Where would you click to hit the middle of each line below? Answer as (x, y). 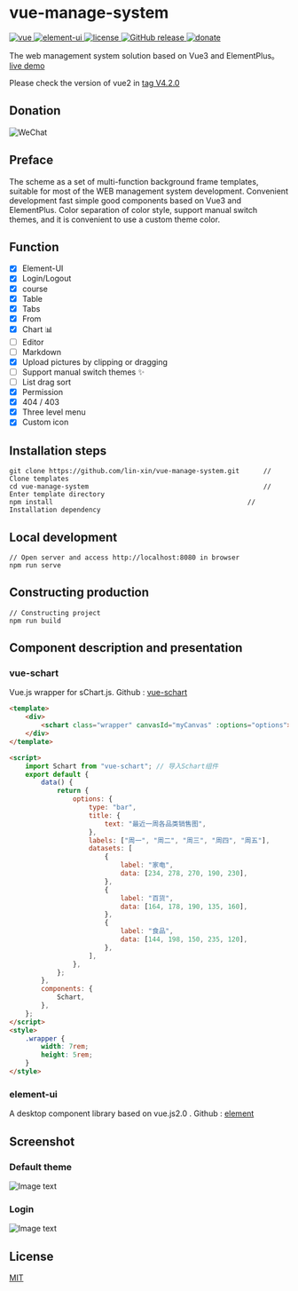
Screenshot (42, 1141)
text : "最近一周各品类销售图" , (155, 824)
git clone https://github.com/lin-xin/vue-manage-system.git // (141, 471)
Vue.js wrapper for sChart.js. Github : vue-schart (98, 693)
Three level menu (54, 412)
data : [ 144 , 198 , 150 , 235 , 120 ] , (184, 939)
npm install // (132, 503)
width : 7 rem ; (65, 1047)
